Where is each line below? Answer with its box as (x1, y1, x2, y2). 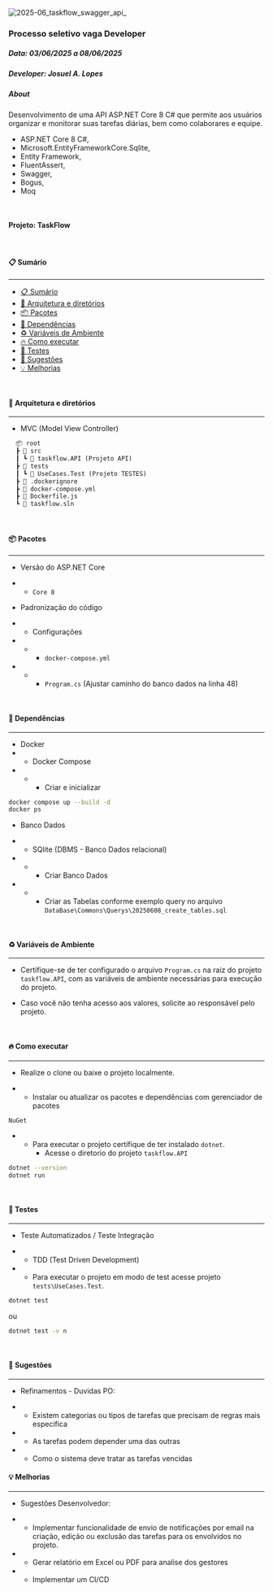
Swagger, (19, 168, 53, 178)
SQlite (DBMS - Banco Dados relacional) (32, 844, 167, 854)
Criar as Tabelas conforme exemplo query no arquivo (44, 896, 223, 906)
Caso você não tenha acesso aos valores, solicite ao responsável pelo (19, 998, 256, 1008)
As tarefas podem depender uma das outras (32, 1436, 180, 1446)
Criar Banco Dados (44, 870, 108, 880)
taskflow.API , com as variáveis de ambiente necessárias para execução (19, 974, 262, 984)
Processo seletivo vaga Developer (8, 28, 146, 39)
